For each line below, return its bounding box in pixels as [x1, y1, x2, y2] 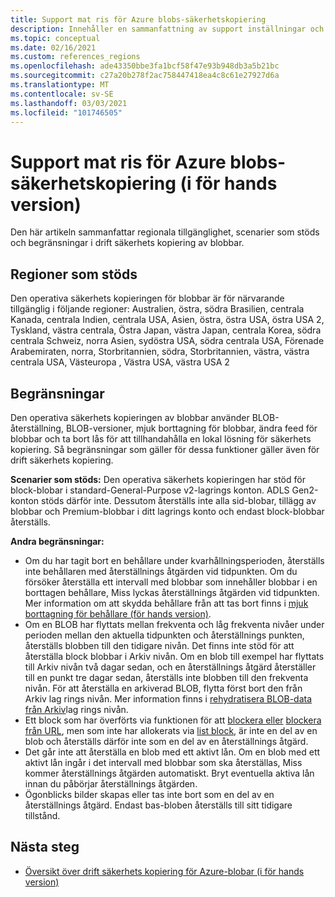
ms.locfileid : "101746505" [10, 107, 123, 118]
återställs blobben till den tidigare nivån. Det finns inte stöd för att [24, 639, 295, 651]
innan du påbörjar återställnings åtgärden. [24, 777, 198, 790]
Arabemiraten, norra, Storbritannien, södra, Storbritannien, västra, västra [10, 346, 310, 358]
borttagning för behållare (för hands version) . [24, 607, 212, 620]
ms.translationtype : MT [10, 80, 110, 90]
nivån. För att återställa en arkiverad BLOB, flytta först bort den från [24, 682, 303, 694]
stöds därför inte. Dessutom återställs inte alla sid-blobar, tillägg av [41, 494, 317, 506]
